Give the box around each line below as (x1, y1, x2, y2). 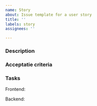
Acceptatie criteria (5, 61, 52, 68)
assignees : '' (5, 26, 36, 31)
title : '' (5, 17, 26, 22)
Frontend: (5, 86, 26, 92)
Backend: (5, 96, 25, 102)
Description (5, 48, 35, 55)
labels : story (5, 21, 36, 27)
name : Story (5, 7, 30, 13)
